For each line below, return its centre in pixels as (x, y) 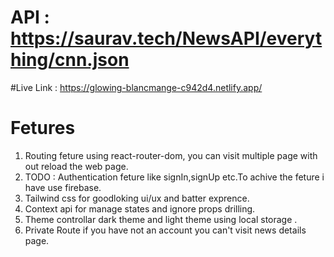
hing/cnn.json (70, 60)
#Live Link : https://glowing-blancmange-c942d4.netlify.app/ (136, 87)
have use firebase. (63, 187)
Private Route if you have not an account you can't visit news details (165, 230)
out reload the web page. (76, 166)
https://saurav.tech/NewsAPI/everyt (166, 38)
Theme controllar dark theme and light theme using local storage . (161, 219)
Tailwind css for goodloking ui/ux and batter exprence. (137, 198)
